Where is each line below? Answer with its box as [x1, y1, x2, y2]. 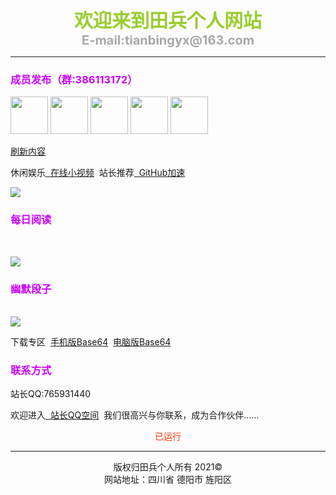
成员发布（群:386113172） [10, 72, 138, 86]
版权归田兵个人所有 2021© [113, 461, 223, 473]
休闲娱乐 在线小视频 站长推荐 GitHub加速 [10, 167, 186, 179]
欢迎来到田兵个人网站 [74, 9, 262, 32]
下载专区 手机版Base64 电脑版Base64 [10, 335, 172, 348]
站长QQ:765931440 [10, 388, 92, 400]
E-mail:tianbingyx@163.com [81, 32, 255, 48]
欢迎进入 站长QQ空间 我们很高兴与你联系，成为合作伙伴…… [10, 409, 260, 421]
